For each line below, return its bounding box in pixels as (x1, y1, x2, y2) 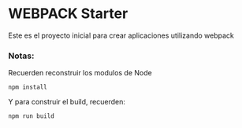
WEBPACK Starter (8, 5, 128, 23)
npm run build (8, 112, 55, 120)
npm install (8, 83, 47, 91)
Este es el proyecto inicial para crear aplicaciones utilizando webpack (8, 31, 235, 40)
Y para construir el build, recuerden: (8, 97, 126, 107)
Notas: (8, 50, 35, 61)
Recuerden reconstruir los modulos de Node (8, 68, 152, 78)
